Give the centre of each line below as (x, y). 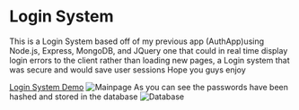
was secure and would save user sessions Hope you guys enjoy (128, 70)
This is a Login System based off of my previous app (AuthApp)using (137, 41)
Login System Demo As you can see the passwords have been (149, 87)
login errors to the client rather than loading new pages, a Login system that (149, 60)
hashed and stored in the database (74, 97)
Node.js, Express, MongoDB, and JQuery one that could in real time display (149, 50)
